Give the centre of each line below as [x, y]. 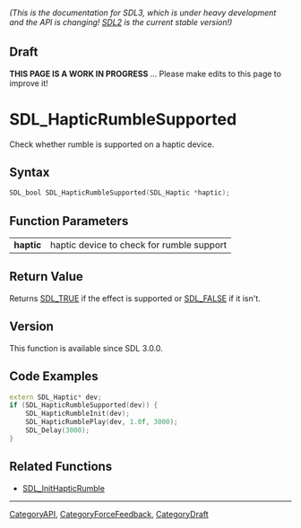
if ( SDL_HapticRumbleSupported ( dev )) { [84, 405]
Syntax [30, 172]
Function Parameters [69, 221]
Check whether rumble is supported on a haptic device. [112, 144]
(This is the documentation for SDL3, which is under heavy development [143, 13]
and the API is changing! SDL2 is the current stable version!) [121, 22]
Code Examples [54, 377]
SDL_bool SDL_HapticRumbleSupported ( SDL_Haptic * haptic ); [120, 193]
